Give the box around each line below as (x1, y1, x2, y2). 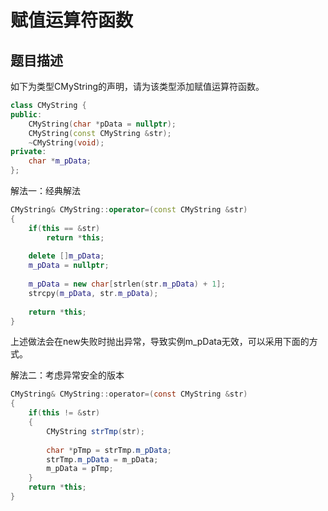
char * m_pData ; (28, 156, 92, 166)
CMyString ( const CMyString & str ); (28, 128, 172, 138)
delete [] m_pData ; (28, 251, 105, 261)
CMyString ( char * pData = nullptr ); (28, 119, 177, 129)
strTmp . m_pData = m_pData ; (46, 454, 159, 465)
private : (10, 147, 47, 157)
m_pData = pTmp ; (46, 464, 114, 474)
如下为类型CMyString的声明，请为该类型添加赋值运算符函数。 (10, 81, 265, 92)
